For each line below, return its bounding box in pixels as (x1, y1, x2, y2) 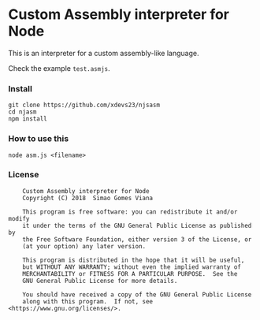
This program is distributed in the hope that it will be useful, (22, 256, 245, 264)
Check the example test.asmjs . (8, 63, 110, 73)
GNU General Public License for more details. (22, 277, 178, 285)
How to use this (8, 133, 69, 144)
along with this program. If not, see (22, 297, 154, 305)
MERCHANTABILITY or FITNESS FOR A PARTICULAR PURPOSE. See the (22, 270, 238, 277)
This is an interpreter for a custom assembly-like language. (8, 48, 199, 58)
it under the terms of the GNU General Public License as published (22, 221, 252, 229)
